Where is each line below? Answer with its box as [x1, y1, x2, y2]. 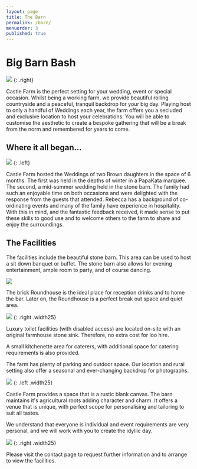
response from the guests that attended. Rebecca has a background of [6, 196, 179, 203]
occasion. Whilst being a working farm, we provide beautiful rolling [6, 94, 169, 101]
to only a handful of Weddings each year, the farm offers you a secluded [6, 107, 182, 114]
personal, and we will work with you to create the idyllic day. [6, 427, 153, 434]
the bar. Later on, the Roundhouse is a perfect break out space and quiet [6, 295, 183, 302]
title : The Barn [6, 14, 46, 20]
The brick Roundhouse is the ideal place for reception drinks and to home [6, 289, 185, 296]
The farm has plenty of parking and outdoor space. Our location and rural [6, 360, 185, 367]
